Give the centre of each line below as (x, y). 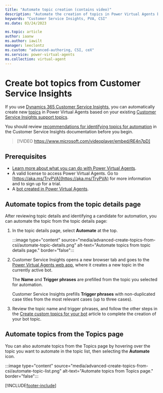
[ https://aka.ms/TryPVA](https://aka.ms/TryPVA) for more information (81, 179)
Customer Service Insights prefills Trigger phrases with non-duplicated (83, 294)
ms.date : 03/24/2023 (26, 23)
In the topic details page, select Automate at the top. (65, 230)
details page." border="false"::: (43, 250)
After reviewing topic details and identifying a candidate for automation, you (81, 216)
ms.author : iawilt (24, 41)
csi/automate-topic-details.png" (44, 245)
